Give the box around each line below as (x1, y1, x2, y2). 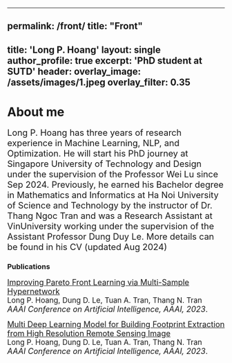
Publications (7, 261, 50, 271)
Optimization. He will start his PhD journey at (7, 148, 188, 159)
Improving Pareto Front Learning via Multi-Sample (7, 278, 190, 287)
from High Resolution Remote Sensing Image (7, 328, 171, 339)
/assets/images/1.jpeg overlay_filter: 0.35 (7, 76, 191, 88)
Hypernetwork (7, 287, 60, 296)
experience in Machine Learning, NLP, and (7, 137, 180, 149)
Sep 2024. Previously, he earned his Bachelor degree (7, 179, 224, 191)
